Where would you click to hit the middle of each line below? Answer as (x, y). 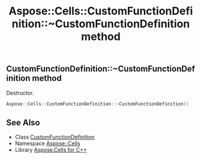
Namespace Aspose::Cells (47, 143)
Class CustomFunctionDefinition (55, 137)
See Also (23, 123)
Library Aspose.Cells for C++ (51, 150)
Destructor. (20, 93)
